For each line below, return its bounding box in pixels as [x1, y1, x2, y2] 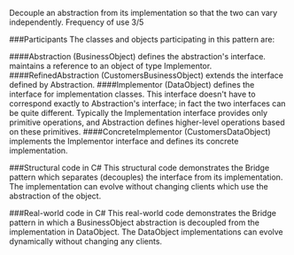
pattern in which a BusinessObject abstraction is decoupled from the [9, 217, 259, 228]
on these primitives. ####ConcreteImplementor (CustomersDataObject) [9, 127, 272, 136]
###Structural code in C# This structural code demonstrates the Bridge [9, 163, 270, 173]
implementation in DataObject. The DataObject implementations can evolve [9, 227, 283, 237]
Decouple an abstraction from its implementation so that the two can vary [9, 8, 278, 18]
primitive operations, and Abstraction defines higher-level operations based [9, 117, 285, 127]
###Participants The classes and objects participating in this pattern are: [9, 35, 275, 44]
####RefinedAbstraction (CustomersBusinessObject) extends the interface [9, 70, 283, 81]
